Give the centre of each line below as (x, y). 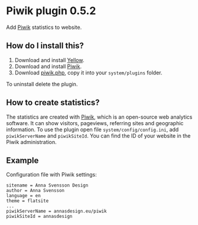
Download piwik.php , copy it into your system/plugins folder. (88, 73)
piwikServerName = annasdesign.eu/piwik (57, 211)
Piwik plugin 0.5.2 (51, 11)
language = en (24, 196)
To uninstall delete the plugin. (42, 84)
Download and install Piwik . (48, 66)
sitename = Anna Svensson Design (47, 185)
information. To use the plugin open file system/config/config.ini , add (92, 129)
